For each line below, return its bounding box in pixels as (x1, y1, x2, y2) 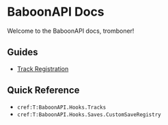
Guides (7, 46, 39, 58)
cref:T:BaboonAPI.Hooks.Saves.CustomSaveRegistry (16, 111, 162, 118)
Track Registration (16, 64, 69, 72)
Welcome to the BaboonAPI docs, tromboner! (7, 27, 135, 35)
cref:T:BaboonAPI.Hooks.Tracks (16, 104, 107, 111)
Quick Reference (7, 85, 80, 96)
